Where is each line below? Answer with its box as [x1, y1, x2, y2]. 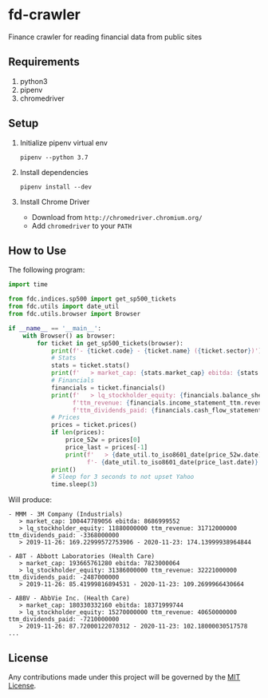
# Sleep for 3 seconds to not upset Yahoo [50, 473, 195, 481]
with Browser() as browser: [22, 332, 116, 340]
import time [8, 281, 48, 289]
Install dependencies [19, 167, 89, 177]
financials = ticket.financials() [50, 384, 166, 392]
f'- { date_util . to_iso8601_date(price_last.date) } [86, 458, 259, 466]
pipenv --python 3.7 [19, 154, 89, 162]
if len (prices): [50, 429, 105, 437]
